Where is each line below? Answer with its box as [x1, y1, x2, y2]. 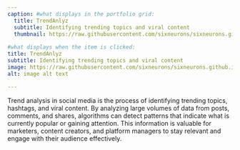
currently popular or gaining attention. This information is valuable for [7, 119, 212, 127]
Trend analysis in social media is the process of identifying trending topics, [7, 96, 228, 104]
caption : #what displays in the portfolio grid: [7, 10, 155, 18]
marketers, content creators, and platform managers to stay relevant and [7, 126, 221, 135]
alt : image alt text [7, 70, 69, 77]
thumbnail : [14, 30, 46, 38]
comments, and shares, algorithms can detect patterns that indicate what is [7, 111, 230, 120]
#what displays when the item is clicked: [7, 44, 136, 51]
